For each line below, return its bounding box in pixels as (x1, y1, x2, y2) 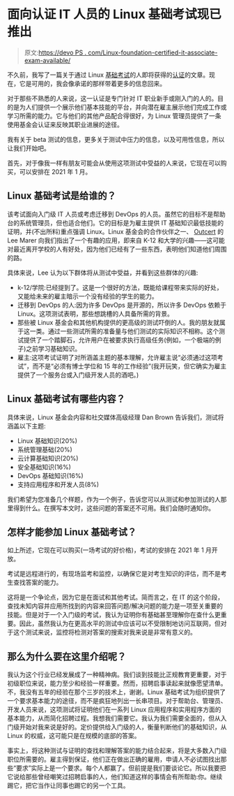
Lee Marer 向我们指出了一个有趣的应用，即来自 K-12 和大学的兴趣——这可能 (7, 236, 225, 245)
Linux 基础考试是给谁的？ (7, 190, 116, 202)
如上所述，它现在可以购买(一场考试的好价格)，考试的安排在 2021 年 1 (7, 546, 204, 554)
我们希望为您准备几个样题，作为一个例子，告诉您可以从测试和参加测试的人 (7, 495, 221, 503)
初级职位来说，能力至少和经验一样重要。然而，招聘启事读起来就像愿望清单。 (7, 679, 227, 688)
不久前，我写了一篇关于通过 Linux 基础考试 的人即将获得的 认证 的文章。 (7, 71, 210, 79)
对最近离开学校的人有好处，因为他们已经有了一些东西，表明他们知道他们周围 (7, 245, 227, 253)
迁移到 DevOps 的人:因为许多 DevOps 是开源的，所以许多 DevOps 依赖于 (17, 301, 227, 309)
